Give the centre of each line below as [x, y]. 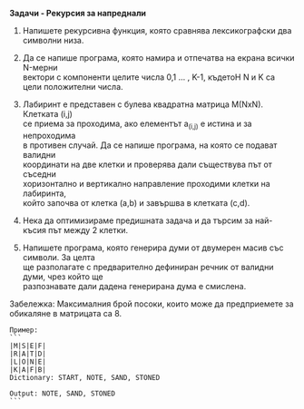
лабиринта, [44, 193]
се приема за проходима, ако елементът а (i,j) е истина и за [137, 124]
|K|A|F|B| [28, 370]
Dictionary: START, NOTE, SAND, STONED [85, 377]
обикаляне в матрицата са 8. [66, 313]
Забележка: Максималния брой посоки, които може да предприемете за [152, 304]
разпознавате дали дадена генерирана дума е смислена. [134, 286]
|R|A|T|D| [28, 354]
